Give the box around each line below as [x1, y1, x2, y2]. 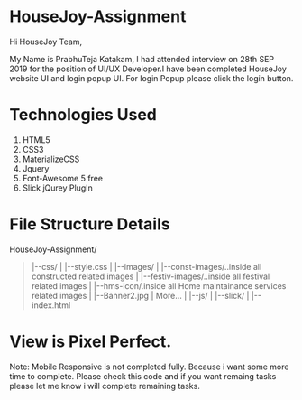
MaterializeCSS [22, 153, 80, 164]
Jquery [22, 163, 50, 173]
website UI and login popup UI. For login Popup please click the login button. [9, 72, 294, 83]
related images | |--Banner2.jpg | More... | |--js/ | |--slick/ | [31, 290, 250, 301]
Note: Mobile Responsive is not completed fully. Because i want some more [9, 361, 289, 372]
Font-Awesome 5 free [22, 172, 104, 183]
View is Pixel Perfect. [9, 331, 172, 351]
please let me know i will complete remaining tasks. [9, 380, 200, 391]
